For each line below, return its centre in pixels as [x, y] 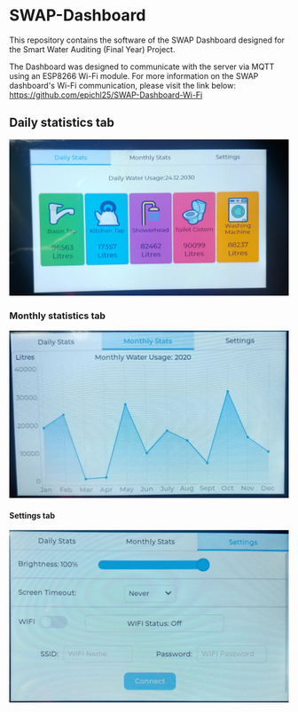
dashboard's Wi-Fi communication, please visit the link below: [123, 85]
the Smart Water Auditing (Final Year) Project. [92, 49]
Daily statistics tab [62, 123]
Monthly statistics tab [58, 316]
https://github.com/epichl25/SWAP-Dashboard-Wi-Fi [106, 95]
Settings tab [32, 515]
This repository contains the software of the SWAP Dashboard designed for [147, 40]
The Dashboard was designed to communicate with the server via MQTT [142, 67]
